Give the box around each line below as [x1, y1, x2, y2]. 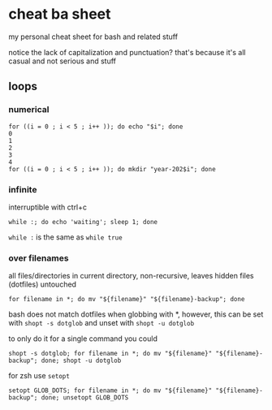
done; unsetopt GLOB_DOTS [41, 394, 129, 402]
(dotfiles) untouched [8, 279, 77, 289]
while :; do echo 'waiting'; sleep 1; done [8, 218, 158, 226]
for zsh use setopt [8, 371, 71, 381]
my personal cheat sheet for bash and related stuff [8, 32, 179, 41]
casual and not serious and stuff [8, 56, 116, 66]
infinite [8, 183, 37, 195]
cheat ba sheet [8, 5, 111, 24]
